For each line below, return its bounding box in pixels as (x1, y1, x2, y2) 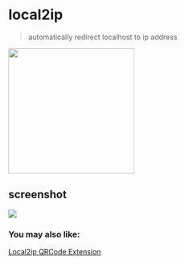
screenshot (8, 188, 67, 201)
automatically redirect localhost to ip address (27, 32, 178, 42)
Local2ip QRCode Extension (8, 247, 101, 257)
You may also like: (8, 229, 80, 240)
